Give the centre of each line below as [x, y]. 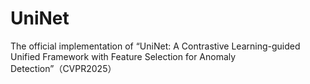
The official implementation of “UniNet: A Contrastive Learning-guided [155, 46]
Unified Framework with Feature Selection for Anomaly [123, 56]
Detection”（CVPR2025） [63, 68]
